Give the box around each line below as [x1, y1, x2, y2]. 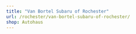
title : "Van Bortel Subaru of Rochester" [6, 8, 110, 14]
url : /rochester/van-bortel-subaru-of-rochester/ [6, 14, 131, 20]
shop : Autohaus [6, 19, 44, 25]
